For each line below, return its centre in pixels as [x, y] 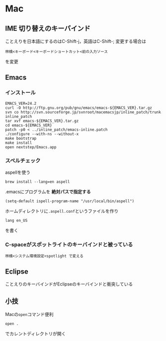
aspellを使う [18, 172]
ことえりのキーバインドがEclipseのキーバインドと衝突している [69, 284]
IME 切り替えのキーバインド [48, 28]
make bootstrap [21, 138]
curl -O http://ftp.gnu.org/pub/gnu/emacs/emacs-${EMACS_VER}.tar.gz [79, 108]
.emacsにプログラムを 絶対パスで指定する [48, 191]
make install [19, 143]
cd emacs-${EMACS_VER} [29, 125]
